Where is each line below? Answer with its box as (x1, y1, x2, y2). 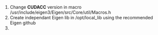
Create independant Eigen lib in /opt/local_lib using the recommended (9, 15, 153, 20)
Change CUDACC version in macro (9, 4, 82, 10)
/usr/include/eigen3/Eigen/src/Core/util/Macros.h (9, 9, 111, 15)
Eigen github (9, 20, 36, 26)
